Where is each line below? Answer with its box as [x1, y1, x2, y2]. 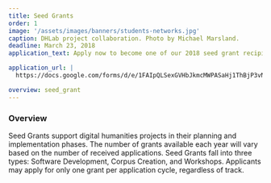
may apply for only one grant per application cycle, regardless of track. [8, 164, 244, 174]
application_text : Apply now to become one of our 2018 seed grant [8, 49, 240, 57]
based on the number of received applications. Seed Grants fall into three [8, 148, 252, 157]
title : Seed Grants [8, 11, 74, 20]
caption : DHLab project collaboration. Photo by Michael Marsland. [8, 34, 240, 43]
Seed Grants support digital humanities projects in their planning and [8, 131, 237, 140]
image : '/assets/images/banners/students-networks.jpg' [8, 27, 200, 35]
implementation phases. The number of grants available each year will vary [8, 139, 258, 149]
